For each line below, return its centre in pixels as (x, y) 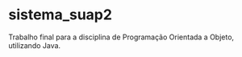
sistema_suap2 (60, 15)
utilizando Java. (35, 45)
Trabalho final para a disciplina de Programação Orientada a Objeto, (121, 37)
